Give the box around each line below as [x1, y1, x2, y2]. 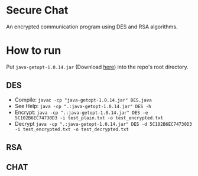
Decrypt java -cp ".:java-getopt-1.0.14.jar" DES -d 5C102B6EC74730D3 [14, 120, 192, 127]
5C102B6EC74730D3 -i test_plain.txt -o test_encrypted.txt [14, 115, 164, 121]
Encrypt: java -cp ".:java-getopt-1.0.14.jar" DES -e [14, 109, 148, 116]
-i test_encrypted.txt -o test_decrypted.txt [14, 126, 129, 132]
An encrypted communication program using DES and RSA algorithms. [6, 23, 178, 30]
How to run [6, 44, 61, 57]
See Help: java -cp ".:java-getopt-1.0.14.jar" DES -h [14, 102, 152, 109]
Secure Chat [6, 4, 69, 17]
